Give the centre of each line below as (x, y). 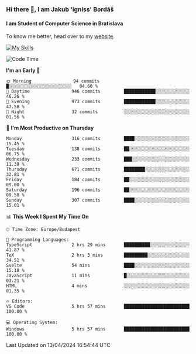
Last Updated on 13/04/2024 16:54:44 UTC (58, 345)
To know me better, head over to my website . (61, 36)
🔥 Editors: (20, 301)
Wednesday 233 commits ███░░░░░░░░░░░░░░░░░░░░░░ (98, 159)
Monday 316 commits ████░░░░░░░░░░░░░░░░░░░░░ (98, 139)
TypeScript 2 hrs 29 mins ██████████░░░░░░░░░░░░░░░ (98, 245)
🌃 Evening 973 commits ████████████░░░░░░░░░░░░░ (98, 102)
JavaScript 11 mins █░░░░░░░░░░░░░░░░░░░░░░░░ (98, 276)
